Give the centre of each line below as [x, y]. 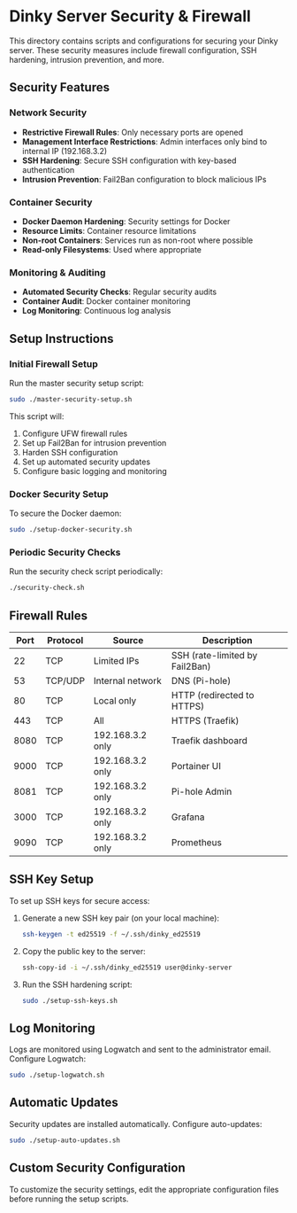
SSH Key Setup [52, 879]
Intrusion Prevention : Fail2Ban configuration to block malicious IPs [144, 179]
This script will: [37, 416]
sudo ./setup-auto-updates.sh [65, 1140]
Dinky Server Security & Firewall [130, 16]
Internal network [127, 680]
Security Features [60, 87]
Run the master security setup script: [76, 383]
